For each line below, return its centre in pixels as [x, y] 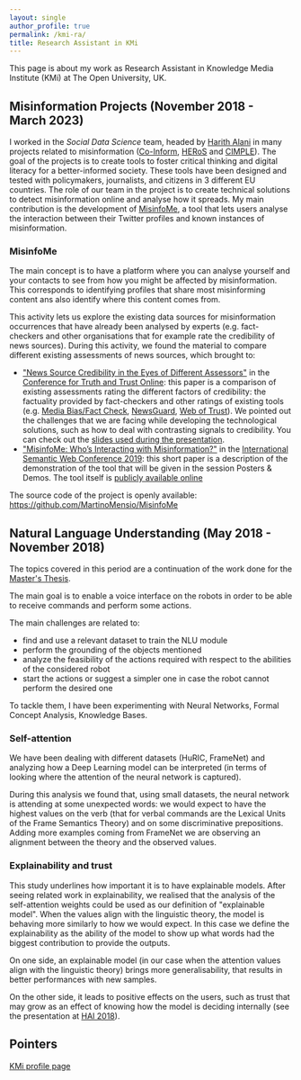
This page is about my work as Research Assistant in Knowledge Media [142, 68]
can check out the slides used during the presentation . [123, 440]
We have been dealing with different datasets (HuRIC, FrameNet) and [137, 758]
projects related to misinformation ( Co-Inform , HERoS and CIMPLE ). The [143, 152]
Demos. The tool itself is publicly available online [113, 478]
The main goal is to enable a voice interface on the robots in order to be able [151, 596]
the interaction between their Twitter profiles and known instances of [137, 219]
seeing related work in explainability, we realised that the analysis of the [142, 895]
